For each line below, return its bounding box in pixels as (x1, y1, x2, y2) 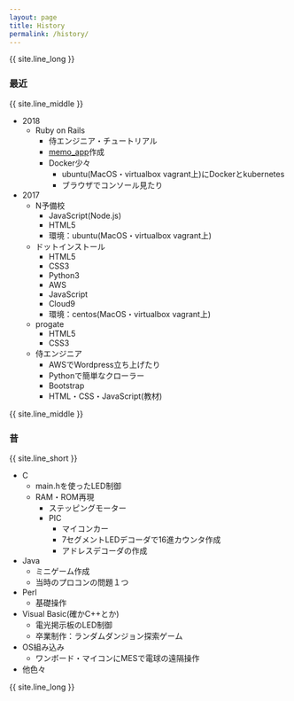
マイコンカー (61, 523, 109, 534)
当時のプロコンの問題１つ (35, 577, 129, 588)
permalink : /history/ (9, 29, 89, 38)
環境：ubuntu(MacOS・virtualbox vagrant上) (48, 230, 213, 240)
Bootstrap (48, 380, 85, 391)
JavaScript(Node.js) (48, 210, 122, 221)
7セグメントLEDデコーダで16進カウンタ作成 (61, 534, 221, 545)
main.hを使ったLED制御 (35, 480, 122, 491)
